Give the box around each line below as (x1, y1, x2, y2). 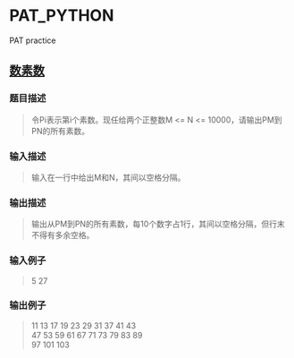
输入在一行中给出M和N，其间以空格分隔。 (30, 172, 186, 183)
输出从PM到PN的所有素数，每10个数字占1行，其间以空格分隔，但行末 (30, 218, 286, 229)
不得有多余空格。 (30, 230, 95, 241)
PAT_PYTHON (9, 5, 114, 26)
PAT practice (9, 35, 56, 46)
